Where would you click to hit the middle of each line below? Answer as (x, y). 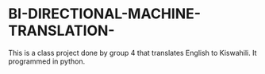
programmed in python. (47, 61)
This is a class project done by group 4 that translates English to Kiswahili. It (132, 53)
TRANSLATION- (61, 31)
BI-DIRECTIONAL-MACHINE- (104, 14)
